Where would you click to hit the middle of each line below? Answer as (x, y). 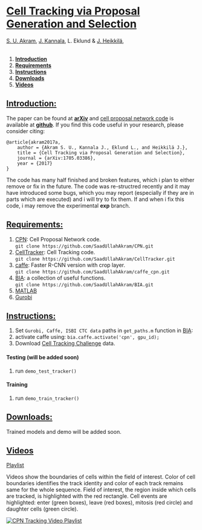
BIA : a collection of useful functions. (60, 278)
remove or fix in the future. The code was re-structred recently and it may (98, 186)
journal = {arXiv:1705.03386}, (57, 158)
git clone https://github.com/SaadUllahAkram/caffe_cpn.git (92, 272)
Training (17, 385)
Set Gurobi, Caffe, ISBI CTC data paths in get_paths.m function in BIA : (104, 330)
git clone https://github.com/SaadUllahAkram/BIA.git (84, 285)
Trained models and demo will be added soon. (64, 431)
